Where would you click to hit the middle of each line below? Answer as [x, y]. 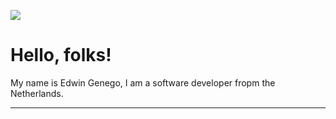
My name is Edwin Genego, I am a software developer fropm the [143, 82]
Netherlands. [37, 93]
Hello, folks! [61, 55]
